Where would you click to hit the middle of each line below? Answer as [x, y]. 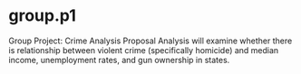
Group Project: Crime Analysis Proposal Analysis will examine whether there [150, 41]
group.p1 [42, 16]
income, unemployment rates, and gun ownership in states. [119, 60]
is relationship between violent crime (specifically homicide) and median [144, 50]
